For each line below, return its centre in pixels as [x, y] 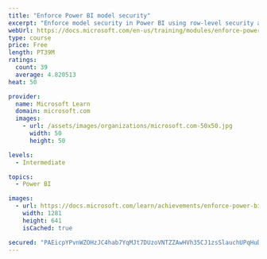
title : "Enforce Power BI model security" [79, 15]
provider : [25, 96]
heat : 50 [23, 82]
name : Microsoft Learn [53, 104]
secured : [23, 242]
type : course [30, 38]
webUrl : [21, 30]
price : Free [28, 45]
